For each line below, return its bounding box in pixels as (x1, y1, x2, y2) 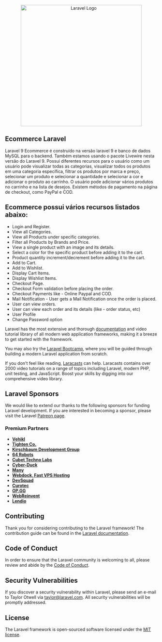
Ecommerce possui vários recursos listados (5, 203, 140, 211)
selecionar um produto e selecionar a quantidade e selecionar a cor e (5, 173, 144, 179)
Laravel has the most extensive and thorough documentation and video (5, 326, 147, 332)
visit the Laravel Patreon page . (5, 413, 66, 419)
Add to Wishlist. (12, 265, 44, 270)
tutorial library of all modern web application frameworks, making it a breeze (5, 331, 157, 337)
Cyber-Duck (12, 462, 38, 468)
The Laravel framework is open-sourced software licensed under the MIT (5, 626, 151, 632)
